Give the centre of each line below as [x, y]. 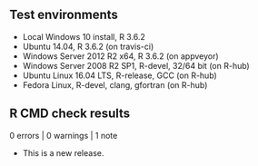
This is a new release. [63, 152]
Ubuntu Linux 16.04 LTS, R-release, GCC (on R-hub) [120, 75]
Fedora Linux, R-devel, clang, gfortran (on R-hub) [115, 84]
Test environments [64, 15]
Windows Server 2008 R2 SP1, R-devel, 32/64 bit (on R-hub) [136, 65]
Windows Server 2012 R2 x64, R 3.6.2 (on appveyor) [121, 56]
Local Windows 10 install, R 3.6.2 [84, 36]
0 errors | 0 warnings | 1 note [64, 135]
